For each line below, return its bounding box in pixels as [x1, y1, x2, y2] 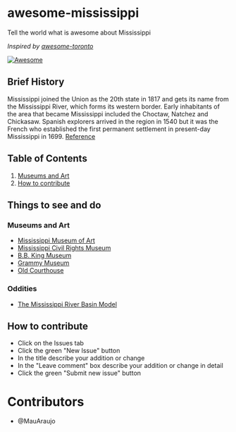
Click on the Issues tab [17, 339, 85, 347]
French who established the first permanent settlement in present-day [7, 125, 211, 133]
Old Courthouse [17, 266, 64, 275]
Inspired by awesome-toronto [7, 42, 94, 50]
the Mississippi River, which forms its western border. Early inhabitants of [7, 102, 221, 111]
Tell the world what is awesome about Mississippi [7, 28, 151, 37]
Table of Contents [7, 153, 88, 165]
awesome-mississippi [7, 5, 139, 21]
